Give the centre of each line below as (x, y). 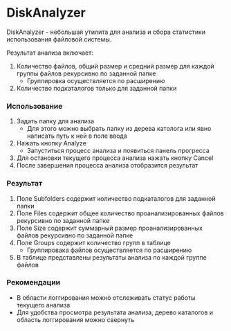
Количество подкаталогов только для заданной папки (96, 88)
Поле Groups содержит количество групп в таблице (93, 242)
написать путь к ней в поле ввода (77, 136)
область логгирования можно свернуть (75, 319)
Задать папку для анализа (55, 121)
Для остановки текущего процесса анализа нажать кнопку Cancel (115, 158)
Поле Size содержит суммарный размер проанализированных (110, 228)
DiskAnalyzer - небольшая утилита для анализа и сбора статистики (106, 32)
